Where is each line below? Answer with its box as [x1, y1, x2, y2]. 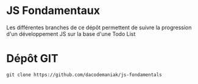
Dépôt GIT [6, 52, 59, 66]
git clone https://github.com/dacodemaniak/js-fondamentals [6, 71, 163, 78]
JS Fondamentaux [6, 4, 101, 18]
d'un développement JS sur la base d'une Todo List [6, 30, 136, 37]
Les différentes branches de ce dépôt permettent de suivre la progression [6, 24, 192, 31]
